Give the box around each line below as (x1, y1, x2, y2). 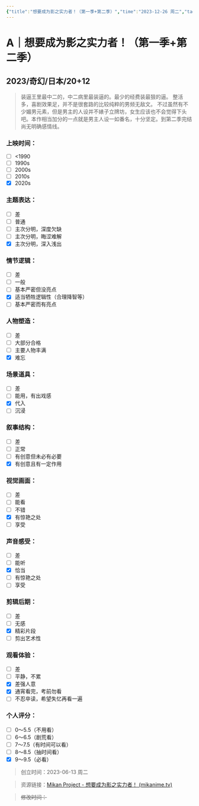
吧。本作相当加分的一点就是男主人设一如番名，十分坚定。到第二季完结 (20, 115, 192, 122)
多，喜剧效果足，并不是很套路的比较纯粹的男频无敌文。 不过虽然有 (20, 100, 184, 107)
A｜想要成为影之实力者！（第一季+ (6, 36, 176, 49)
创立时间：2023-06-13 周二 (20, 769, 89, 776)
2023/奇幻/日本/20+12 (6, 76, 91, 87)
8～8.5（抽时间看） (14, 748, 62, 756)
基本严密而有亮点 (14, 300, 57, 308)
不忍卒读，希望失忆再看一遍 (14, 695, 83, 702)
